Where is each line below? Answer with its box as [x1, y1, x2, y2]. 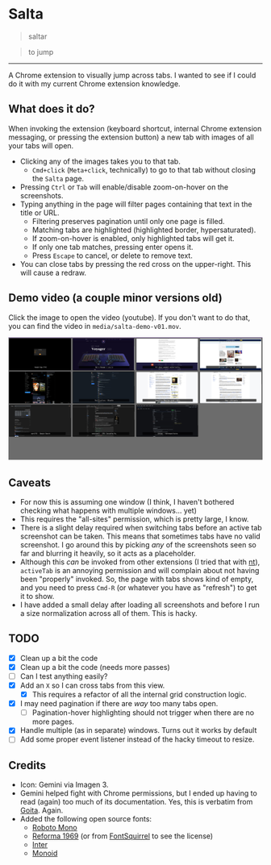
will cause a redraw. [19, 268, 87, 277]
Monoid [31, 848, 58, 859]
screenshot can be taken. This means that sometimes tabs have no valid [19, 531, 261, 541]
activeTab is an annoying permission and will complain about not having [19, 566, 260, 575]
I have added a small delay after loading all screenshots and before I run [19, 600, 260, 609]
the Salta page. [31, 173, 85, 183]
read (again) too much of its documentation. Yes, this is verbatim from [19, 797, 253, 807]
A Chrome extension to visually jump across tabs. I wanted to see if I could [8, 70, 256, 80]
